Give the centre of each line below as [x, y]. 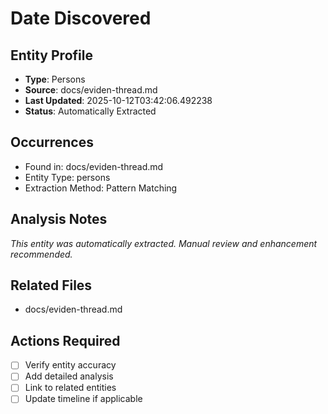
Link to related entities [70, 388]
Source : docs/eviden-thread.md [91, 90]
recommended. [41, 254]
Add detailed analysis [69, 376]
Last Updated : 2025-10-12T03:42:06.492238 [118, 100]
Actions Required [65, 340]
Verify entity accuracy [70, 365]
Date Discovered [81, 18]
